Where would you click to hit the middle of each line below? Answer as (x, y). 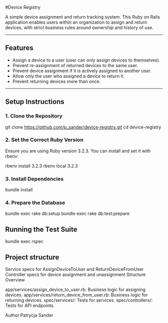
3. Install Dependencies (34, 179)
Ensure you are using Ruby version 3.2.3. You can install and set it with (78, 151)
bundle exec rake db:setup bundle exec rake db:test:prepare (67, 214)
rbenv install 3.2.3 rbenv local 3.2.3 (41, 166)
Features (19, 48)
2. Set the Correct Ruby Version (44, 140)
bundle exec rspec (24, 241)
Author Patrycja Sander (29, 315)
